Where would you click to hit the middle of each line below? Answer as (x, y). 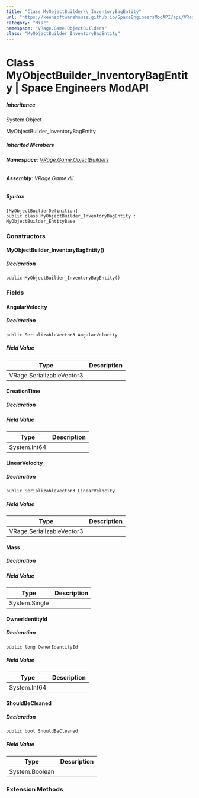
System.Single (29, 603)
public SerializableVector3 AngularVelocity (62, 335)
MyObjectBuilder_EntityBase (41, 221)
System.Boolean (32, 772)
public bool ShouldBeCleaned (42, 731)
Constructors (26, 236)
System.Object (24, 120)
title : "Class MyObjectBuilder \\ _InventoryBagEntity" (74, 12)
